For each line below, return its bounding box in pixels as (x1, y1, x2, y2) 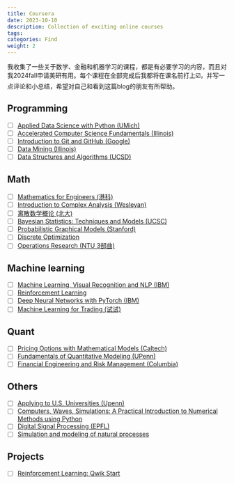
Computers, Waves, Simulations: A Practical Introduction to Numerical (17, 407, 218, 415)
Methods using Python (17, 415, 83, 423)
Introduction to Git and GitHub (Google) (17, 136, 131, 145)
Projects (7, 451, 45, 462)
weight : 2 (7, 42, 36, 49)
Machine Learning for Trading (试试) (17, 305, 122, 313)
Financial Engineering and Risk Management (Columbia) (17, 360, 179, 368)
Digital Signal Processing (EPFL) (17, 422, 110, 430)
